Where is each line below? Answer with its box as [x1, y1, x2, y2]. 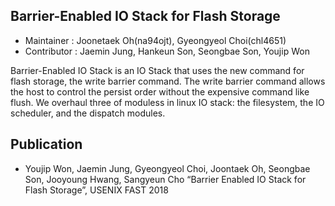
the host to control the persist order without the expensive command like [10, 85, 310, 98]
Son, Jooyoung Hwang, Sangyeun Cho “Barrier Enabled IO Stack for [24, 173, 307, 185]
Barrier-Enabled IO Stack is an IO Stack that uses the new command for [10, 64, 305, 76]
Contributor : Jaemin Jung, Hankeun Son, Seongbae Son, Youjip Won [24, 45, 310, 57]
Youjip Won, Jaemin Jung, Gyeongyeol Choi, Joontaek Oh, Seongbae [24, 162, 311, 174]
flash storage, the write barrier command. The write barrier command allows [10, 75, 326, 87]
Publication [10, 136, 83, 153]
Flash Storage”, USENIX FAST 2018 [24, 184, 169, 196]
